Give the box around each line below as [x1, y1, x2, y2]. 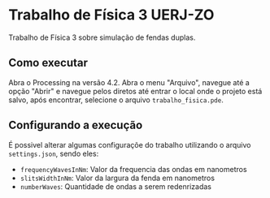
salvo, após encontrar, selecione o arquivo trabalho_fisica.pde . [8, 95, 224, 105]
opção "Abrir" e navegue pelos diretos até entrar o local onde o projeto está [8, 86, 263, 96]
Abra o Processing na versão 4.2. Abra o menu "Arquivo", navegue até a [8, 77, 250, 87]
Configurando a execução [8, 118, 143, 132]
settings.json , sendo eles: [8, 148, 99, 158]
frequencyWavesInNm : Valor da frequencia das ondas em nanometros [20, 164, 247, 174]
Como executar [8, 56, 88, 70]
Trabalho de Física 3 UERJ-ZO [8, 6, 215, 24]
